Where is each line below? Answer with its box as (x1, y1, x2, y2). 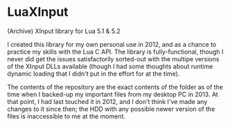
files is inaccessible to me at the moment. (7, 112, 126, 120)
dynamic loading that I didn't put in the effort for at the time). (7, 70, 180, 78)
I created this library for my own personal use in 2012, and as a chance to (7, 40, 217, 48)
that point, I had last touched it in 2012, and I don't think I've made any (7, 97, 208, 105)
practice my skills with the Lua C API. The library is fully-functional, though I (7, 48, 224, 56)
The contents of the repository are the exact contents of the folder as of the (7, 83, 224, 91)
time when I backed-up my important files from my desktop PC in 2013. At (7, 90, 218, 98)
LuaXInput (7, 4, 69, 20)
